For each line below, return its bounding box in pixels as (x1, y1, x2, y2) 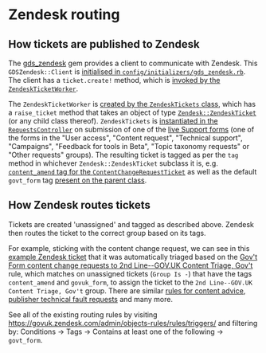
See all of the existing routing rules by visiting (8, 309, 158, 320)
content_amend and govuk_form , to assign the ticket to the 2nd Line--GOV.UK (8, 277, 253, 287)
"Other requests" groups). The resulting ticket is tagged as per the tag (8, 150, 239, 159)
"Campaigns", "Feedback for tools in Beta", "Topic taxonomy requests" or (8, 142, 249, 151)
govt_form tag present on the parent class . (8, 175, 147, 185)
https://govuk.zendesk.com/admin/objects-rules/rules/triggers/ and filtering (8, 318, 258, 328)
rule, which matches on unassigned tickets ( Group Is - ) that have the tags (8, 269, 252, 278)
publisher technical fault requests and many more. (8, 294, 174, 304)
